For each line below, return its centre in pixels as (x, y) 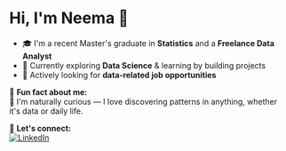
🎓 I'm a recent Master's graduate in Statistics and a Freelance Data (148, 43)
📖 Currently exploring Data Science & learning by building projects (144, 65)
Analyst (37, 56)
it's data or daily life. (46, 111)
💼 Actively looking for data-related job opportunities (119, 75)
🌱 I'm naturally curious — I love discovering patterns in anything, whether (143, 101)
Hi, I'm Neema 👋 (69, 18)
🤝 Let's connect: (40, 128)
